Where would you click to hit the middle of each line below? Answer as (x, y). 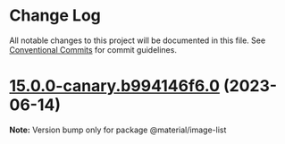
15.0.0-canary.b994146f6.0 (115, 86)
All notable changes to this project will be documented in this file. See (138, 40)
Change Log (55, 16)
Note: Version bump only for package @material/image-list (118, 130)
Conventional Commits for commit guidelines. (93, 49)
